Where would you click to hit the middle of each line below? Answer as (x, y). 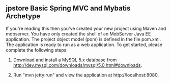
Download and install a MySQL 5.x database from (65, 60)
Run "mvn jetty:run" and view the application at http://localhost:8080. (86, 75)
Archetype (23, 16)
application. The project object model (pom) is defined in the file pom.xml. (83, 39)
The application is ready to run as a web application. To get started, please (84, 45)
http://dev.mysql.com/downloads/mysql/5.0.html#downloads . (77, 65)
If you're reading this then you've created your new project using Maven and (86, 28)
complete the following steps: (37, 50)
